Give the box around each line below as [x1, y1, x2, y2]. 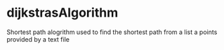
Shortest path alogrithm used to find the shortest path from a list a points [6, 28, 218, 36]
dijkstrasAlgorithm [6, 5, 119, 21]
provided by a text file [6, 35, 70, 43]
